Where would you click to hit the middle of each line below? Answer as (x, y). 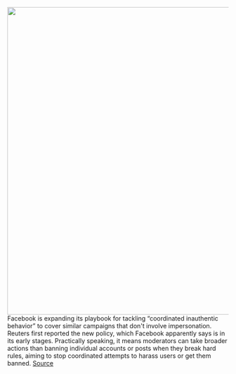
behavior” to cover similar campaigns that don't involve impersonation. (110, 326)
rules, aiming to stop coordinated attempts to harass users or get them (109, 356)
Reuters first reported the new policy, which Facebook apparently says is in (116, 333)
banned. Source (31, 363)
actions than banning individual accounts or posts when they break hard (112, 348)
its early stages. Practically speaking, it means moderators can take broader (117, 341)
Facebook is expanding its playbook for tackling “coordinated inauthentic (113, 318)
